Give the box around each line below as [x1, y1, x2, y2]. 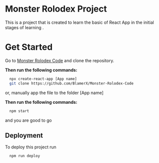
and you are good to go [5, 117, 52, 123]
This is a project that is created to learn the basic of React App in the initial [5, 19, 154, 25]
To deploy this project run [5, 144, 57, 150]
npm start [9, 108, 29, 114]
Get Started [5, 42, 53, 53]
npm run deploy [9, 154, 40, 159]
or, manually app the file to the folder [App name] [5, 90, 104, 96]
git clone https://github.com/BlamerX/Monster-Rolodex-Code [9, 81, 134, 86]
